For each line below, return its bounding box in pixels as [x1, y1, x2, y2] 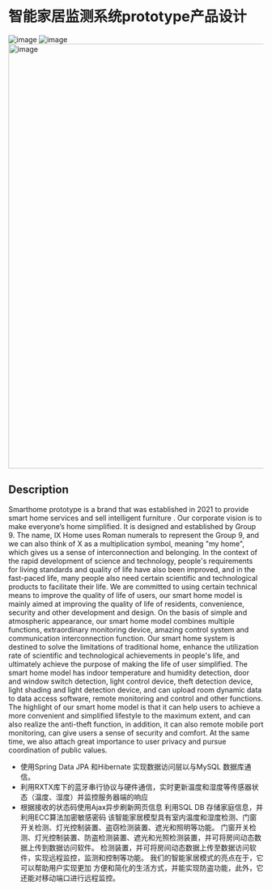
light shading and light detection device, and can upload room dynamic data [8, 684, 262, 694]
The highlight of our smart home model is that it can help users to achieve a [8, 701, 261, 712]
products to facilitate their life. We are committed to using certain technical [8, 582, 257, 591]
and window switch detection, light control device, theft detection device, [8, 676, 253, 686]
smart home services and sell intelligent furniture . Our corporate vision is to [8, 513, 262, 523]
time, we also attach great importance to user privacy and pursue [8, 736, 227, 746]
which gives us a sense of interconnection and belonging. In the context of [8, 547, 257, 557]
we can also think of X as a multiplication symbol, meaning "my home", [8, 539, 245, 549]
